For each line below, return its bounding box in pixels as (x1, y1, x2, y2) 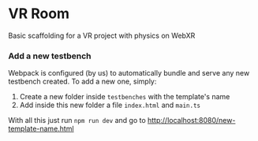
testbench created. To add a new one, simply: (8, 76, 157, 87)
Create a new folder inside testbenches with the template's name (19, 92, 230, 102)
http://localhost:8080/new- (147, 116, 236, 125)
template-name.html (8, 124, 74, 134)
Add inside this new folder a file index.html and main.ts (19, 100, 201, 110)
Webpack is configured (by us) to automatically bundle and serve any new (8, 69, 250, 78)
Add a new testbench (8, 50, 92, 61)
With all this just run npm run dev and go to (8, 116, 146, 125)
